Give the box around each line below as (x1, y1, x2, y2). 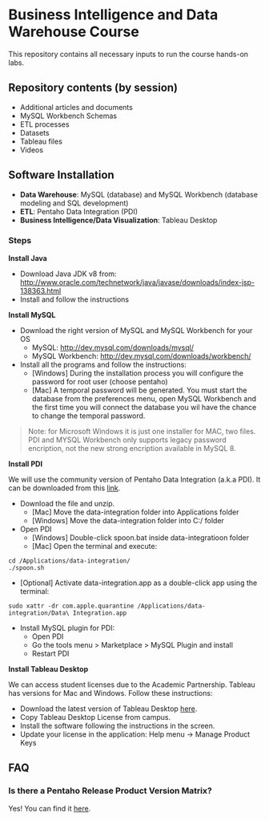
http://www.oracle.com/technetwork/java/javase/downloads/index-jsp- (19, 277, 255, 287)
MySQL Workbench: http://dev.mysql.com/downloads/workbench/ (31, 351, 251, 360)
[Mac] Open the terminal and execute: (31, 541, 158, 551)
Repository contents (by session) (8, 81, 179, 95)
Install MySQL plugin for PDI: (19, 623, 115, 632)
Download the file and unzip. (19, 498, 115, 508)
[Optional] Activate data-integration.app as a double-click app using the (19, 578, 258, 587)
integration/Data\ (8, 608, 70, 617)
